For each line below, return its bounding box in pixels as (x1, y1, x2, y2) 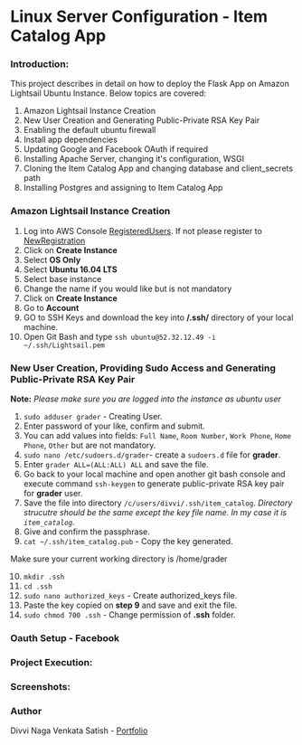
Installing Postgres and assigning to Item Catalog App (23, 183, 223, 193)
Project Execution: (10, 655, 93, 668)
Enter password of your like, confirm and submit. (23, 420, 206, 431)
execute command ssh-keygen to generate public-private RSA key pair (23, 478, 285, 489)
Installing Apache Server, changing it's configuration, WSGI (23, 154, 245, 165)
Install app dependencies (23, 134, 118, 146)
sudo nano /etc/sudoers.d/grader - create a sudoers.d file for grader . (23, 449, 281, 460)
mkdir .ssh (23, 572, 65, 582)
